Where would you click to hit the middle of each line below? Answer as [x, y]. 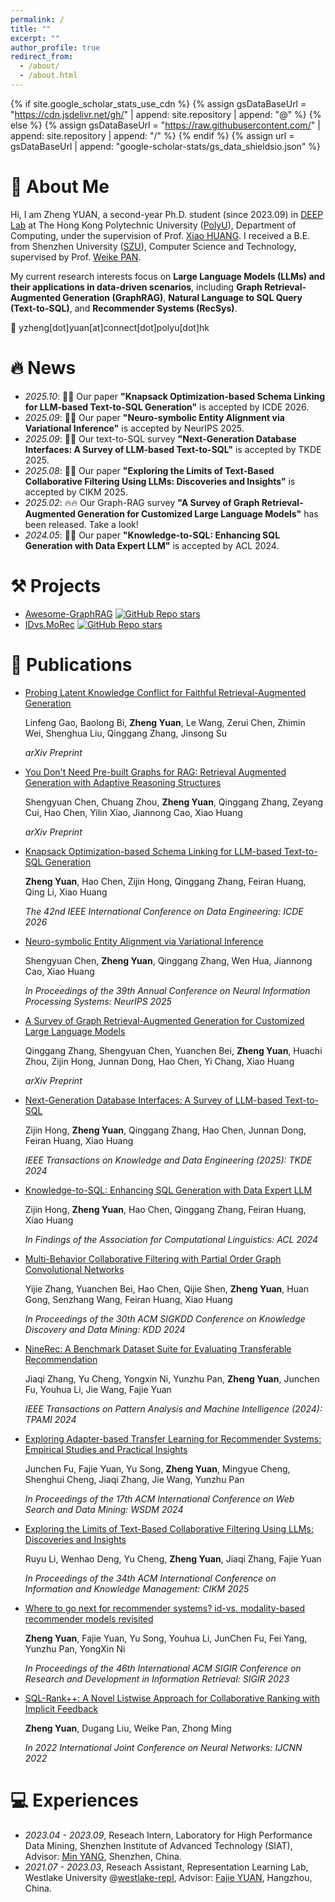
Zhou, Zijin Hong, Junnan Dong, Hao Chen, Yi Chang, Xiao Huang [159, 1061]
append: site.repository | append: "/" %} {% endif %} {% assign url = [152, 135]
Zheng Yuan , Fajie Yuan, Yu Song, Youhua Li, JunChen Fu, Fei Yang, [166, 1638]
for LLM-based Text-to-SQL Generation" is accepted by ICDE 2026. [167, 407]
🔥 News [43, 368]
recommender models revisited [89, 1618]
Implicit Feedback [61, 1708]
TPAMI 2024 [50, 1419]
